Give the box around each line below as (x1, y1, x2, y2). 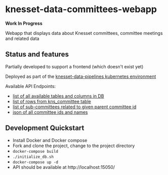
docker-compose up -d (12, 159, 58, 165)
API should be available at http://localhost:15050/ (12, 164, 115, 170)
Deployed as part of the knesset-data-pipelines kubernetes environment (5, 73, 156, 79)
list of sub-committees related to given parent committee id (12, 104, 137, 110)
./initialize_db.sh (12, 154, 54, 159)
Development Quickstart (5, 124, 85, 133)
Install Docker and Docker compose (12, 137, 88, 143)
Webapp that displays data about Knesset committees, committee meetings (5, 30, 163, 36)
